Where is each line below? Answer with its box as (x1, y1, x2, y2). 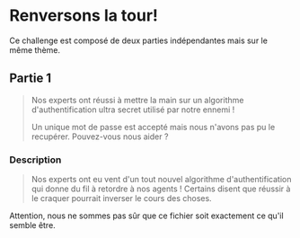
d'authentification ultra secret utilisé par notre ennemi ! (31, 104, 235, 115)
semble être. (9, 220, 56, 231)
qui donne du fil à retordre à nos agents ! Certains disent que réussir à (31, 183, 291, 194)
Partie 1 (9, 71, 52, 86)
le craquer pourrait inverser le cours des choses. (31, 193, 213, 204)
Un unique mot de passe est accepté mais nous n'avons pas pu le (31, 121, 276, 132)
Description (9, 154, 62, 166)
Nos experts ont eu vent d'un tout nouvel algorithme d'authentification (31, 174, 292, 185)
